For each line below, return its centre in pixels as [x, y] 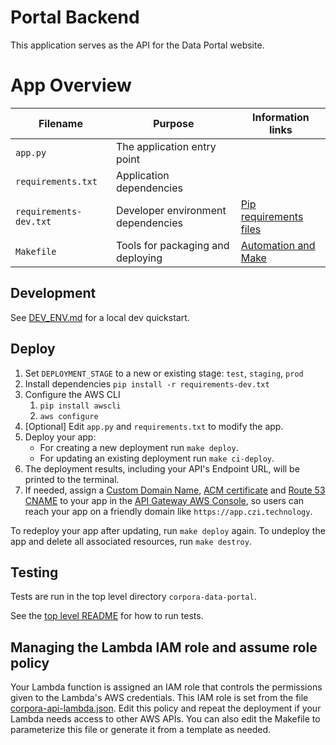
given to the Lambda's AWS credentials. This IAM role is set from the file [159, 698]
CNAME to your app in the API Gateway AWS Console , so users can [164, 500]
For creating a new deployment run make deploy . [139, 447]
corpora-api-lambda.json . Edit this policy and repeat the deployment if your [166, 708]
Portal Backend [75, 17]
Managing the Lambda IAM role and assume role [164, 647]
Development [53, 293]
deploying [139, 258]
